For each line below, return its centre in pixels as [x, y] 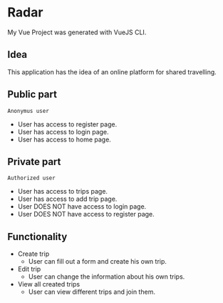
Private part [34, 162]
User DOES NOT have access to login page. [82, 207]
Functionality [37, 237]
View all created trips [49, 284]
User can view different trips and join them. [92, 292]
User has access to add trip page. [67, 199]
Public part [32, 95]
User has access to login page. [63, 131]
